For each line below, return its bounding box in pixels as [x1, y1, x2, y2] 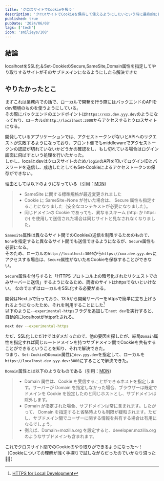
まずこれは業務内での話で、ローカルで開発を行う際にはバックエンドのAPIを [5, 99, 157, 105]
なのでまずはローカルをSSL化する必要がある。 [14, 285, 108, 291]
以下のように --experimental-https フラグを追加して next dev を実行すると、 [5, 308, 156, 314]
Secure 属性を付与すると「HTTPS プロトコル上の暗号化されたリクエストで [5, 273, 154, 279]
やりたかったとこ [5, 85, 57, 93]
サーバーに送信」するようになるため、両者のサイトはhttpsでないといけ [9, 279, 152, 285]
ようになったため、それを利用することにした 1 [13, 301, 105, 308]
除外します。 [24, 397, 50, 403]
